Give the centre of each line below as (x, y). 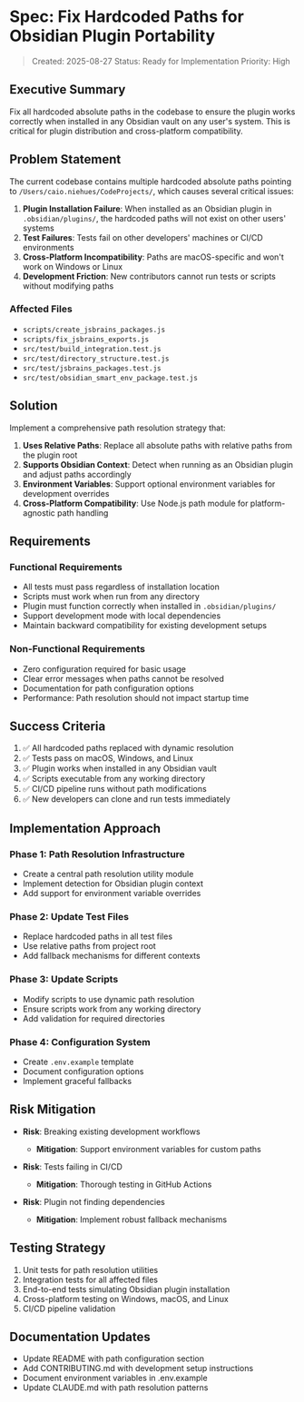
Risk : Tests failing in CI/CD (72, 1166)
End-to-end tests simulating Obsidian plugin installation (126, 1289)
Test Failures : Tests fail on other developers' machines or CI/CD (142, 237)
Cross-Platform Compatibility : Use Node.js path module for (135, 503)
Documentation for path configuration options (108, 688)
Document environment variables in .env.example (115, 1378)
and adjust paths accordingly (77, 474)
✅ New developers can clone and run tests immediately (127, 799)
